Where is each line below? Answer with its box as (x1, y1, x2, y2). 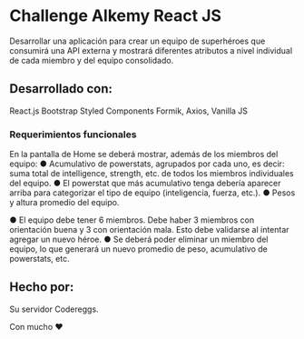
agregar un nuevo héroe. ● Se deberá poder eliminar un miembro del (9, 234, 269, 245)
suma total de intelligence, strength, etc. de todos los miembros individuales (9, 168, 294, 179)
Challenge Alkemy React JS (9, 5, 222, 26)
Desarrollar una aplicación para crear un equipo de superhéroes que (9, 35, 266, 46)
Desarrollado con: (9, 81, 113, 96)
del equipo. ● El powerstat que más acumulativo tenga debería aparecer (9, 178, 281, 189)
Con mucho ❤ (9, 321, 64, 332)
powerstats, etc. (9, 254, 70, 264)
